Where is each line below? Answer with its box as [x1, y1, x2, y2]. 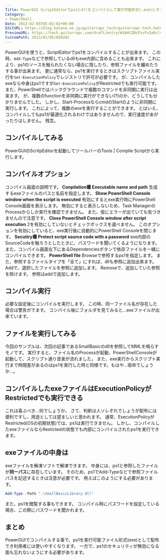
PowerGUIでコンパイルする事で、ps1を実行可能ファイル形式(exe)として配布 [5, 537, 160, 543]
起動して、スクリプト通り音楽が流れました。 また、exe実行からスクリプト [5, 356, 157, 362]
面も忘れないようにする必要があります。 [5, 550, 87, 556]
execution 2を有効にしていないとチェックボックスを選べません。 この [5, 221, 148, 227]
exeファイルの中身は [5, 448, 69, 457]
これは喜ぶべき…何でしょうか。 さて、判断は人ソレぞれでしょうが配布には [5, 407, 157, 413]
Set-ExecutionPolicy [14, 75, 56, 80]
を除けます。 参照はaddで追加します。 [5, 271, 83, 277]
